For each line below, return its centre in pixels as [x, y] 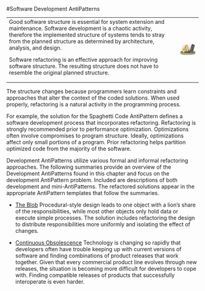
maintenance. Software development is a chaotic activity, [81, 28]
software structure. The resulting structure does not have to [84, 66]
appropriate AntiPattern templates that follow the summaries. [83, 193]
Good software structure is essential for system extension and [87, 21]
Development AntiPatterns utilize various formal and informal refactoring [97, 161]
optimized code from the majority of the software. [69, 149]
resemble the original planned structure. [59, 72]
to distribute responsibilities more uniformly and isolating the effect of [103, 224]
